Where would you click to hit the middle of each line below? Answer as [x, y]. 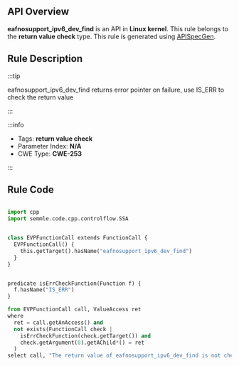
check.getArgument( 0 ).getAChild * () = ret [82, 343]
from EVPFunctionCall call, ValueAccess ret [74, 310]
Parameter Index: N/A [49, 146]
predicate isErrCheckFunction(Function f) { [74, 284]
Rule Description [45, 59]
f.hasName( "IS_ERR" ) [44, 290]
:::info [16, 124]
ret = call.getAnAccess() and [58, 323]
